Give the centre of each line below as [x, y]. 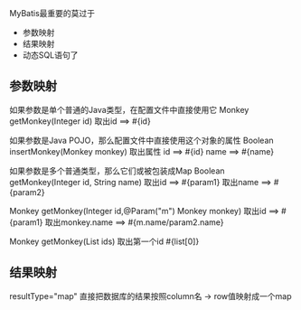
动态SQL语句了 [50, 55]
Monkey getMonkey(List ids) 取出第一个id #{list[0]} [104, 241]
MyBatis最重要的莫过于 [52, 13]
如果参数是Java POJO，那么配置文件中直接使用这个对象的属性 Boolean [141, 140]
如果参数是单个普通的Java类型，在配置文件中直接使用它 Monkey [129, 109]
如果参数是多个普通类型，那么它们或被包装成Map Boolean [117, 171]
